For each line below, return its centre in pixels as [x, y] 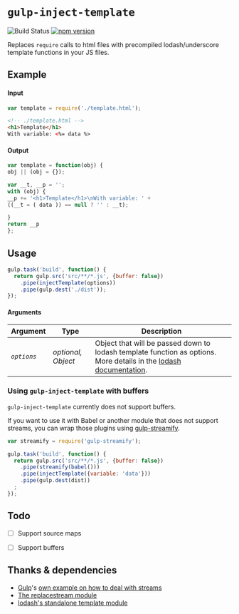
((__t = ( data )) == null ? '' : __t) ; [68, 205]
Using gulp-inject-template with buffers [78, 391]
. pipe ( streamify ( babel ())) [60, 467]
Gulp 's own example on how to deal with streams [90, 588]
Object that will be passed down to [153, 343]
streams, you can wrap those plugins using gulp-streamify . [94, 428]
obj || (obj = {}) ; [36, 172]
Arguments [25, 312]
